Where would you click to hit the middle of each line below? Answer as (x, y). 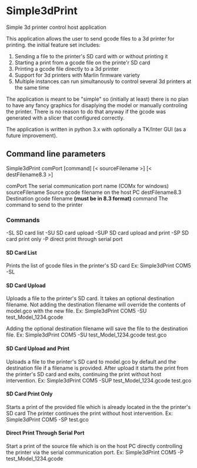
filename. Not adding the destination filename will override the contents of (96, 305)
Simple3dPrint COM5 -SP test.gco (48, 419)
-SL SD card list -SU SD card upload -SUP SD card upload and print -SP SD (98, 233)
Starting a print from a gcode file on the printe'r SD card (82, 62)
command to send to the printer (44, 205)
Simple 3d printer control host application (56, 27)
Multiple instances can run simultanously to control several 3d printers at (103, 81)
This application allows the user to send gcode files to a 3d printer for (90, 38)
